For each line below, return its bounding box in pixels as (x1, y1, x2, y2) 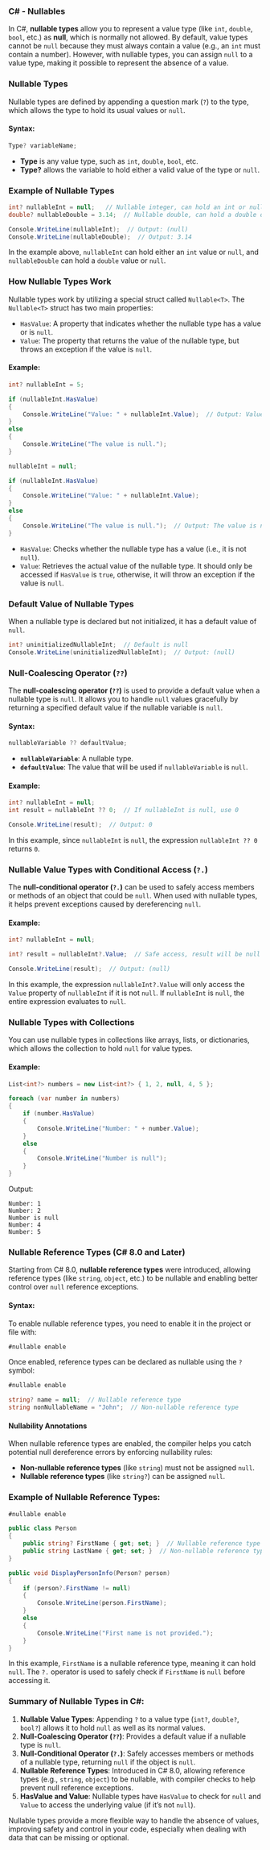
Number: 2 (8, 1207, 42, 1215)
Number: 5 (8, 1228, 42, 1236)
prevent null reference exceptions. (19, 1782, 134, 1792)
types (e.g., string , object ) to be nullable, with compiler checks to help (19, 1774, 256, 1784)
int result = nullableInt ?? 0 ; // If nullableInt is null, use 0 (8, 806, 239, 815)
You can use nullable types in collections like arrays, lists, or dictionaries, (8, 1035, 251, 1045)
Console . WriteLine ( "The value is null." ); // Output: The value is (22, 522, 257, 530)
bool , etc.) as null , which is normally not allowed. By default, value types (8, 32, 248, 42)
